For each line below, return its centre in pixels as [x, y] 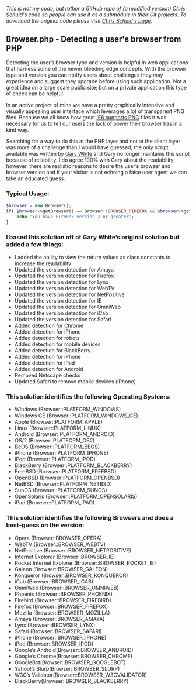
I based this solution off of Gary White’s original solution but [93, 237]
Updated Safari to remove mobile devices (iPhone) [75, 381]
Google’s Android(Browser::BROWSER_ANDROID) [74, 650]
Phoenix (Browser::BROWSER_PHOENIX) [63, 594]
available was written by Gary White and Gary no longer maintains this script [98, 153]
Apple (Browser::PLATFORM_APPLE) [59, 422]
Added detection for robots [47, 338]
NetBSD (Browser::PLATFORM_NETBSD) [63, 484]
